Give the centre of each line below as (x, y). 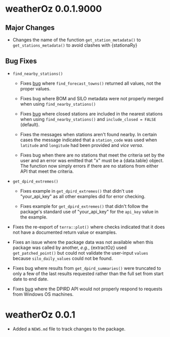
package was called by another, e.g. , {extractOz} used (70, 248)
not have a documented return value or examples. (65, 232)
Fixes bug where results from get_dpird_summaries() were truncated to (87, 268)
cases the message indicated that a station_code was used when (89, 140)
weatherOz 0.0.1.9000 (54, 9)
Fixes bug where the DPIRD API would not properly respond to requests (87, 289)
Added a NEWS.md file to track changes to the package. (69, 329)
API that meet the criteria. (47, 171)
